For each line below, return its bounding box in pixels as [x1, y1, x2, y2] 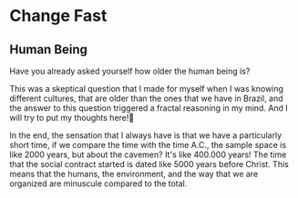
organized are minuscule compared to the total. [9, 178, 188, 189]
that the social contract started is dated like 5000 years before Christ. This [9, 159, 289, 169]
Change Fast [9, 5, 108, 26]
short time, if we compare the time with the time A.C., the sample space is [9, 140, 287, 150]
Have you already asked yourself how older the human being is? [9, 65, 251, 76]
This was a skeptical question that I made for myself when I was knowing [9, 84, 284, 94]
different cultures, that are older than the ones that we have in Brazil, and [9, 93, 284, 104]
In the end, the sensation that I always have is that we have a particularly [9, 130, 283, 141]
